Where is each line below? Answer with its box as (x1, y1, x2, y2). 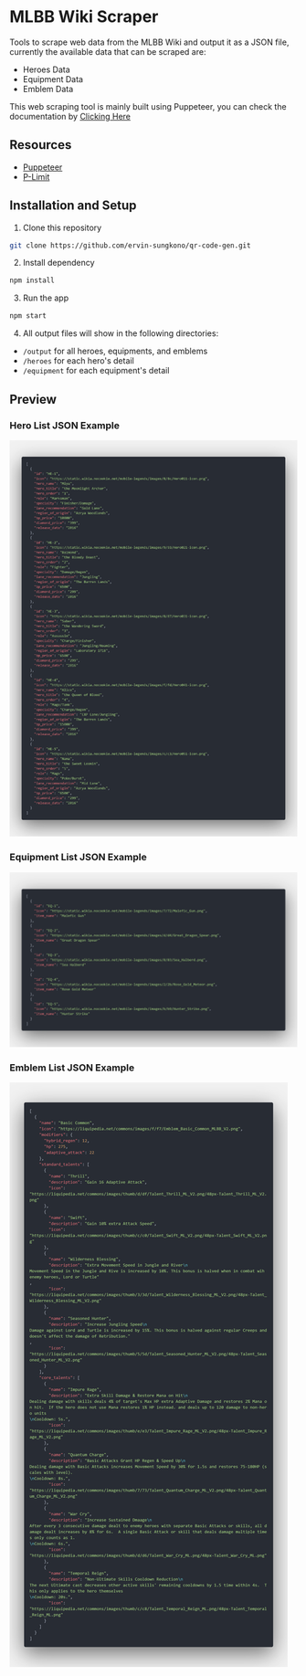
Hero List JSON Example (9, 418, 121, 431)
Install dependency (22, 258, 95, 269)
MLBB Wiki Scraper (9, 6, 159, 27)
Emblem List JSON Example (9, 1061, 135, 1074)
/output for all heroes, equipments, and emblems (22, 345, 208, 357)
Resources (9, 137, 72, 153)
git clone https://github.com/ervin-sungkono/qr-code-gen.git (9, 240, 251, 250)
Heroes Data (22, 64, 70, 75)
